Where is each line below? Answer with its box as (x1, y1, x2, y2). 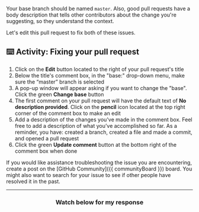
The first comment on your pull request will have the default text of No (14, 97, 187, 104)
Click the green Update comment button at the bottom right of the (14, 141, 176, 148)
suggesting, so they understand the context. (6, 18, 114, 24)
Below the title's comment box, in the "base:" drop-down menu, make (14, 72, 185, 79)
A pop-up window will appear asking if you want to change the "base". (14, 84, 187, 91)
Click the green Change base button (14, 91, 104, 98)
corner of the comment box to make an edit (14, 110, 121, 117)
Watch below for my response (55, 198, 144, 206)
